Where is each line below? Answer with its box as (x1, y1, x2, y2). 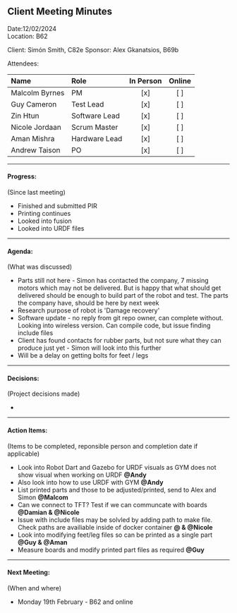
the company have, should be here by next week (17, 299, 159, 308)
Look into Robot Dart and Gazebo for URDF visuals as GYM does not (17, 463, 217, 471)
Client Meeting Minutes (7, 6, 113, 18)
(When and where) (7, 583, 62, 592)
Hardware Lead (71, 133, 123, 143)
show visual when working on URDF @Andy (17, 471, 147, 479)
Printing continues (17, 210, 71, 218)
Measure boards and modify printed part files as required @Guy (17, 545, 205, 554)
